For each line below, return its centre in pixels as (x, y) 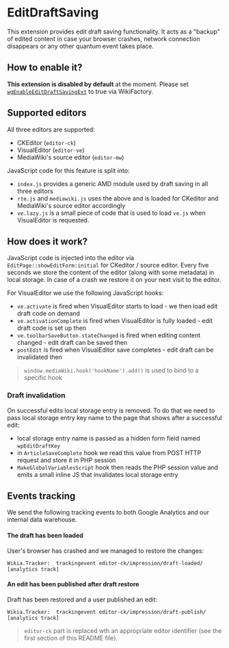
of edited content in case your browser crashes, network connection (104, 38)
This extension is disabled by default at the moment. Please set (98, 84)
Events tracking (41, 496)
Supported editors (47, 113)
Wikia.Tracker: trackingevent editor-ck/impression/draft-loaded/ (105, 563)
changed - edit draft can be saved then (72, 343)
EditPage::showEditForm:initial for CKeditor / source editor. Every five (108, 265)
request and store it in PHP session (66, 460)
